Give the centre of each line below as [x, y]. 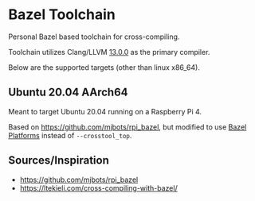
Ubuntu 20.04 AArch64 [68, 93]
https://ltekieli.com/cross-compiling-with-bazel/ [98, 187]
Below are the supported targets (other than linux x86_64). [104, 67]
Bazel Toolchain [62, 15]
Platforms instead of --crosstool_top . [70, 135]
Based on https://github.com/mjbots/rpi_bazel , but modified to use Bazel [127, 127]
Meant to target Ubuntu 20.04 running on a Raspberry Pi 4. [105, 111]
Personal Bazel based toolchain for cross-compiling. [94, 37]
